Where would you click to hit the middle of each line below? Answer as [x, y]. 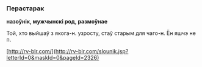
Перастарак [25, 8]
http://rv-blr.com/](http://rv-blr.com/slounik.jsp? [68, 51]
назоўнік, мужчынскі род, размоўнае [57, 22]
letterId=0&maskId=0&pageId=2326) [53, 58]
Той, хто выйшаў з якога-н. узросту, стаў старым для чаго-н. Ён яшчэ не [101, 33]
